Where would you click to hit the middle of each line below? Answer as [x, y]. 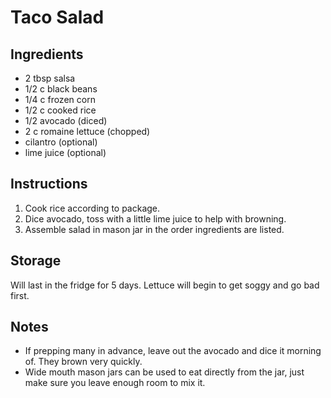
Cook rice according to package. [92, 208]
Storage [36, 261]
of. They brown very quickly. [83, 362]
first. [20, 295]
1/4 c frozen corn [60, 99]
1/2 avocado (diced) [66, 120]
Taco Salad [57, 17]
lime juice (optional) [65, 152]
